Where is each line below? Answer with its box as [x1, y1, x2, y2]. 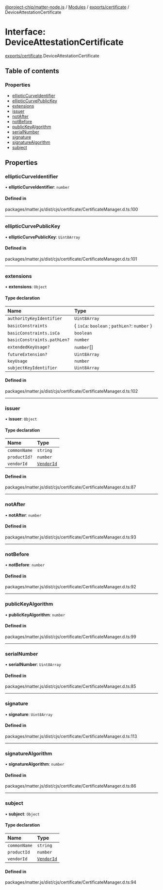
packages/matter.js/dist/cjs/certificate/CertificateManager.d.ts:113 [5, 733, 137, 739]
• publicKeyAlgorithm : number [5, 612, 65, 618]
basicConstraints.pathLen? [7, 337, 70, 343]
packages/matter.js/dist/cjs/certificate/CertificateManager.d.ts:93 [5, 534, 137, 540]
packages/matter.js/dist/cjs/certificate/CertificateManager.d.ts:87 [5, 484, 136, 490]
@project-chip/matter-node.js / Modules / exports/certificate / [5, 4, 130, 10]
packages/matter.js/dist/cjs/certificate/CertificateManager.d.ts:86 [5, 783, 137, 789]
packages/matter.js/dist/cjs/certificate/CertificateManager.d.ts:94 [5, 879, 137, 885]
